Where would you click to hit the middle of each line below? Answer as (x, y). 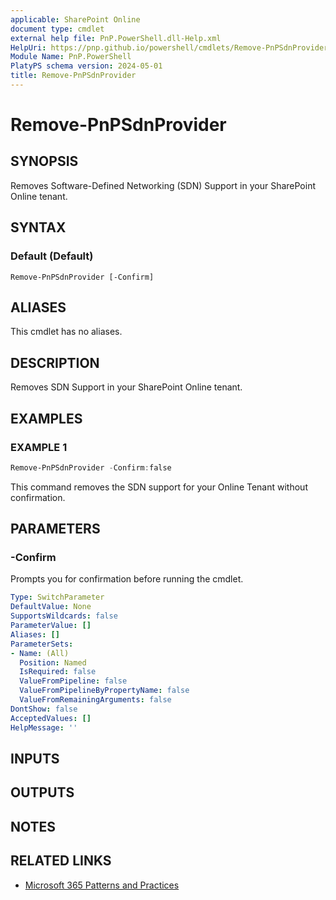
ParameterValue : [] (51, 626)
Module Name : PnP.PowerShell (71, 57)
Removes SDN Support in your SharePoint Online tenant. (126, 387)
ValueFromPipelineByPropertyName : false (104, 691)
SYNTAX (38, 227)
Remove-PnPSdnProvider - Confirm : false (91, 467)
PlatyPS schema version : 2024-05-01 (86, 66)
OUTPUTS (42, 792)
